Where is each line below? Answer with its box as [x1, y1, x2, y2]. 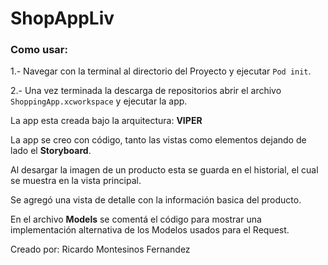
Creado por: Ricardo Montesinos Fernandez [10, 243, 191, 256]
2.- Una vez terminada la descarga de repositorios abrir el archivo [10, 85, 282, 97]
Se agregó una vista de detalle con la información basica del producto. [10, 194, 302, 206]
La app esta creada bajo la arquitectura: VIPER [10, 115, 203, 127]
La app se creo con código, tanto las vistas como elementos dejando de [10, 134, 307, 146]
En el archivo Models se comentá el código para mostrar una [10, 213, 262, 226]
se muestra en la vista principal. [10, 175, 142, 187]
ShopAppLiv [10, 7, 115, 30]
